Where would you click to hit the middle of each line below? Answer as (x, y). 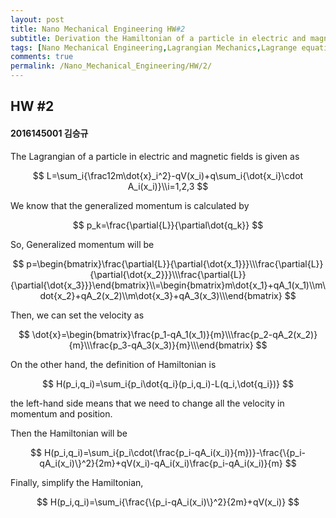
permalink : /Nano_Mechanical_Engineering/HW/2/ (111, 66)
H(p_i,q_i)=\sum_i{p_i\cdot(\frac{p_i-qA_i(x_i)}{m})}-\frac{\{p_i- (174, 452)
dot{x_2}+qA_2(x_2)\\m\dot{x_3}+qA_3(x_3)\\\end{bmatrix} (161, 295)
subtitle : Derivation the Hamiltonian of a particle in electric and (158, 38)
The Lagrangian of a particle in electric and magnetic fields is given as (155, 156)
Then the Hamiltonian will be (69, 433)
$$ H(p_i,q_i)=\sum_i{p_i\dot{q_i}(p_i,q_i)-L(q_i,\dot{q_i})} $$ (168, 383)
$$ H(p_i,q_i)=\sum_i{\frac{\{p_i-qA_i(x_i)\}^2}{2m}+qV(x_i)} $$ (168, 502)
